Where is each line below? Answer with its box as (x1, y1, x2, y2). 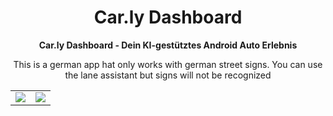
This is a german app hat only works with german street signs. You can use (13, 58, 323, 70)
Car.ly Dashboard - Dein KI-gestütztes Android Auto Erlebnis (38, 39, 298, 51)
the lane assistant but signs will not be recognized (64, 69, 272, 81)
